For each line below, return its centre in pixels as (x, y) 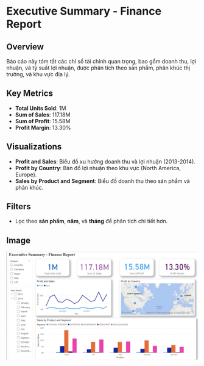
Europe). (26, 174)
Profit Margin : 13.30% (43, 127)
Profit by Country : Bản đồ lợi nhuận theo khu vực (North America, (98, 168)
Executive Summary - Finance (84, 11)
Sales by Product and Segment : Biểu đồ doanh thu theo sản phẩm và (102, 181)
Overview (25, 47)
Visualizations (34, 147)
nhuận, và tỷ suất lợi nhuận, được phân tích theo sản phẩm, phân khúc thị (98, 68)
